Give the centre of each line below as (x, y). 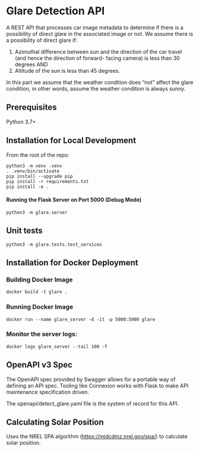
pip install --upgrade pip (40, 176)
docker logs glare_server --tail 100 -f (57, 346)
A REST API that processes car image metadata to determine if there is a (95, 27)
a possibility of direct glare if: (42, 40)
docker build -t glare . (37, 292)
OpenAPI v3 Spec (40, 365)
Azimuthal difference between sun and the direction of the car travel (98, 51)
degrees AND (31, 64)
